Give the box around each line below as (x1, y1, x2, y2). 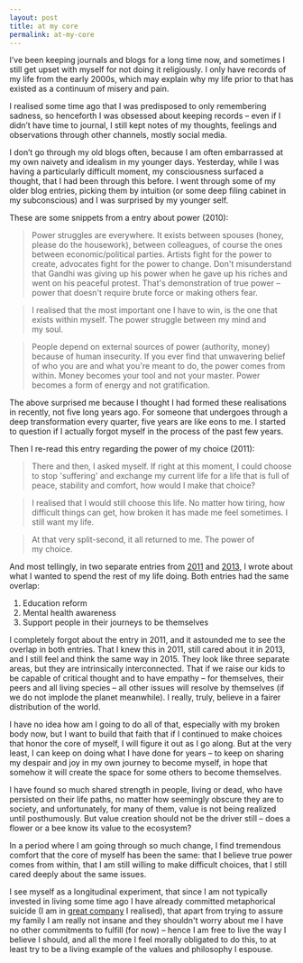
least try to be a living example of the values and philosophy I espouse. (9, 944, 273, 955)
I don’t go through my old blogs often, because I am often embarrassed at (9, 147, 284, 158)
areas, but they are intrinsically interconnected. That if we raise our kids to (9, 664, 286, 674)
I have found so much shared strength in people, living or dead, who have (9, 784, 283, 795)
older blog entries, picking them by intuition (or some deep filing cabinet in (9, 186, 287, 197)
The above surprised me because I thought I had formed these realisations (9, 398, 287, 408)
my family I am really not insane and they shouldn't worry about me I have (9, 915, 284, 926)
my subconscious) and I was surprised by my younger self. (9, 195, 229, 206)
